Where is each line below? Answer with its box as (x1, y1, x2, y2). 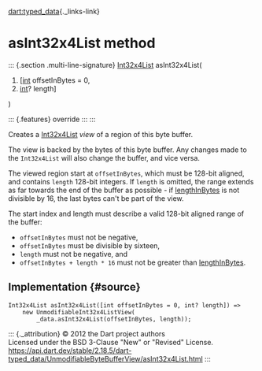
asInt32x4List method (8, 35, 156, 52)
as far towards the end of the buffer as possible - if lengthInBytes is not (8, 185, 240, 195)
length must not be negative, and (19, 249, 128, 258)
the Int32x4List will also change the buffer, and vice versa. (8, 153, 201, 162)
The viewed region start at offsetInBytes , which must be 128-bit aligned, (8, 169, 245, 178)
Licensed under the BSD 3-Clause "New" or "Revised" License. (8, 337, 214, 347)
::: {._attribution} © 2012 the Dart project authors (8, 328, 165, 338)
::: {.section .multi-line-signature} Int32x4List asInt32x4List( (8, 60, 202, 69)
